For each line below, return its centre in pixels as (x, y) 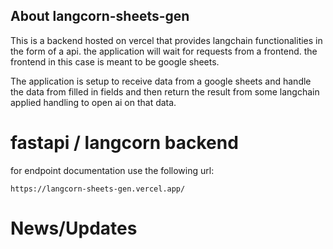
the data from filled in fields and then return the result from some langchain (165, 91)
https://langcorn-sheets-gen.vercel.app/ (98, 189)
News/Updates (74, 228)
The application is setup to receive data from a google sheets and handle (161, 81)
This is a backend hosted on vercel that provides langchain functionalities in (166, 40)
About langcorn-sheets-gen (100, 16)
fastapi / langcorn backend (124, 143)
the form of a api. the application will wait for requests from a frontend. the (164, 51)
